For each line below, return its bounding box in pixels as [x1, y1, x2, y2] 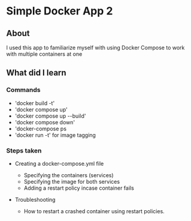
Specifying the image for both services [23, 178, 120, 185]
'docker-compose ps [14, 125, 67, 132]
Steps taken [6, 146, 42, 154]
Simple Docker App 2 [6, 4, 113, 18]
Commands [6, 86, 41, 94]
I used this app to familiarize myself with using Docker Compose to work [6, 44, 185, 51]
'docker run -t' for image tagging [14, 131, 96, 139]
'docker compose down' [14, 118, 75, 126]
